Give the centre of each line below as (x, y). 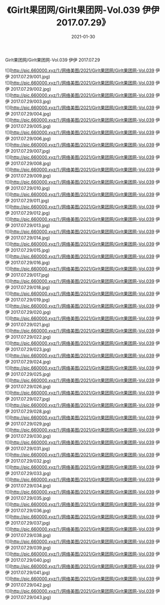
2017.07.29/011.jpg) (30, 200)
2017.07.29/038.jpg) (31, 535)
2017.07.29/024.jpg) (31, 362)
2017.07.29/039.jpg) (31, 547)
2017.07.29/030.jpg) (31, 436)
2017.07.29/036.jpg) (31, 510)
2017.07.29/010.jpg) (30, 188)
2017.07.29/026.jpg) (31, 386)
